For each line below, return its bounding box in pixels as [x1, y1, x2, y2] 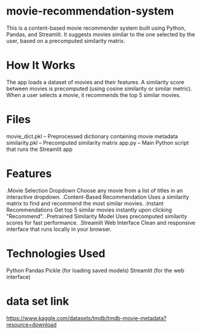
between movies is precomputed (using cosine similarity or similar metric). [6, 85, 193, 92]
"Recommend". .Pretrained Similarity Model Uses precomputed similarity [6, 212, 188, 219]
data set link [6, 294, 70, 308]
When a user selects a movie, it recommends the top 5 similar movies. [6, 91, 181, 98]
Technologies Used [6, 247, 106, 260]
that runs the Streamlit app [6, 145, 73, 153]
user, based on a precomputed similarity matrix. [6, 37, 125, 44]
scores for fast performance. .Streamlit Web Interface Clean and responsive [6, 219, 196, 226]
